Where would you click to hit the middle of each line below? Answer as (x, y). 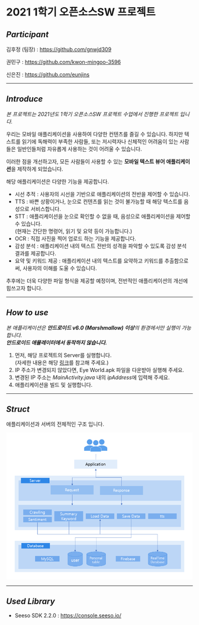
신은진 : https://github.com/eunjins (48, 74)
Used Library (31, 601)
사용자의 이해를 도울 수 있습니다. (60, 268)
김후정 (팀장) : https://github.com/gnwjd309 (59, 49)
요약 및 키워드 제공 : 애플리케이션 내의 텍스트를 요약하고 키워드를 (89, 261)
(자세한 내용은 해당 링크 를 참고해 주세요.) (62, 363)
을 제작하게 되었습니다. (37, 169)
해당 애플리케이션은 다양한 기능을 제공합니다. (58, 181)
